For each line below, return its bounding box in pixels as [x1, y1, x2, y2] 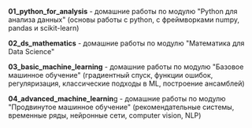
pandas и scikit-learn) [8, 24, 80, 32]
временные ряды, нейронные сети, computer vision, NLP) [8, 111, 202, 120]
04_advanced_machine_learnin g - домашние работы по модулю [8, 94, 226, 103]
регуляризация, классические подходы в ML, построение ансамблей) [8, 79, 246, 88]
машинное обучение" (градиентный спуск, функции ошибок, [8, 71, 213, 79]
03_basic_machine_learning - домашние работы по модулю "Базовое [8, 62, 244, 71]
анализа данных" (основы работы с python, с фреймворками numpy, [8, 15, 240, 24]
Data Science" [8, 47, 55, 56]
